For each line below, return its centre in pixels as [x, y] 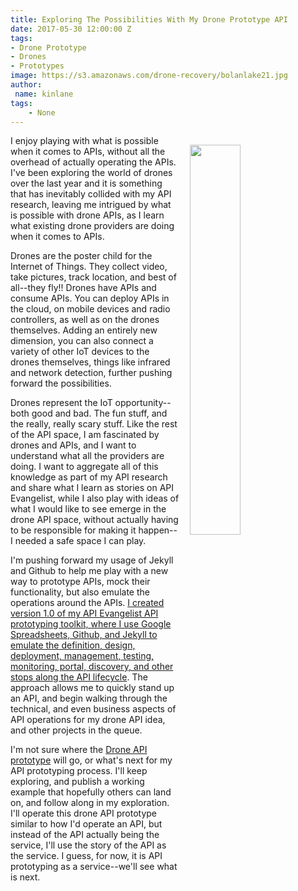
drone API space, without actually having [94, 520]
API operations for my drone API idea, [88, 720]
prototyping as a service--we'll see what [94, 867]
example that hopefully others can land [91, 792]
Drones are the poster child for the [81, 256]
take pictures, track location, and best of [93, 277]
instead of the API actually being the [85, 835]
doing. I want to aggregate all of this [84, 467]
